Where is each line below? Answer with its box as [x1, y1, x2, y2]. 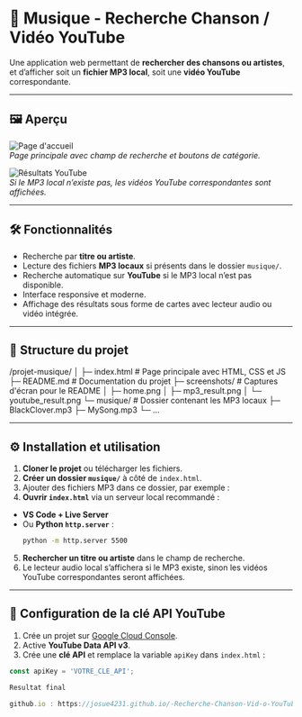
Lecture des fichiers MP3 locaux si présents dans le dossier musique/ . [22, 260, 282, 271]
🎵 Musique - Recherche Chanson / [9, 8, 270, 29]
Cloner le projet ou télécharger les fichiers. [22, 463, 182, 474]
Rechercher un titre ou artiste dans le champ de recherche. [22, 553, 245, 564]
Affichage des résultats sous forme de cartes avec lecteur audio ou [22, 298, 272, 309]
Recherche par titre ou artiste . [22, 250, 137, 261]
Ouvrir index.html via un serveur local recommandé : [22, 492, 220, 503]
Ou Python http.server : [22, 519, 114, 530]
